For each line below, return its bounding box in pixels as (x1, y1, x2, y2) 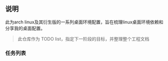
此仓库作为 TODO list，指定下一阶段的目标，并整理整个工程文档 (17, 35, 150, 41)
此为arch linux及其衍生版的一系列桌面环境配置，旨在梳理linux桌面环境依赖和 (5, 19, 164, 25)
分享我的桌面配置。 (5, 25, 45, 31)
